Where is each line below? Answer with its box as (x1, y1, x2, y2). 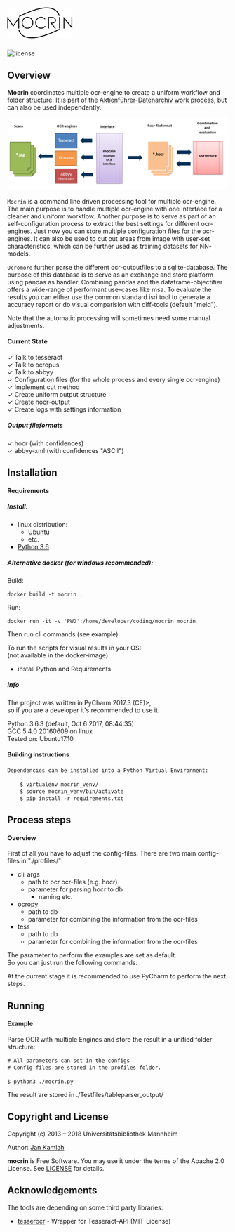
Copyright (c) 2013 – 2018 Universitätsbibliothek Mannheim (7, 1129, 178, 1138)
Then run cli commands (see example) (7, 629, 119, 638)
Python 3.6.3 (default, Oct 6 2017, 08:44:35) (7, 719, 135, 728)
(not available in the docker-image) (7, 650, 109, 660)
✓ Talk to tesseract (7, 353, 63, 361)
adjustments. (7, 321, 45, 329)
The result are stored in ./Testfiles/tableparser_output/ (7, 1091, 163, 1099)
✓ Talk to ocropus (7, 360, 60, 369)
